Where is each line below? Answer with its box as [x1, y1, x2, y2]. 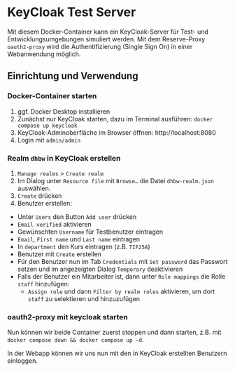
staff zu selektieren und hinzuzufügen [27, 294, 141, 303]
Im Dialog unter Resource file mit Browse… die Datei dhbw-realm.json [17, 176, 215, 185]
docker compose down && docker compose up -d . [7, 336, 144, 344]
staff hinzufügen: [17, 279, 70, 288]
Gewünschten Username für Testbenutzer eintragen [17, 227, 163, 236]
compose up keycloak [17, 122, 78, 129]
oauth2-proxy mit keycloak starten [7, 312, 128, 321]
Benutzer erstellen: [17, 199, 72, 207]
